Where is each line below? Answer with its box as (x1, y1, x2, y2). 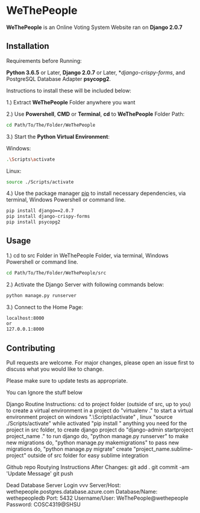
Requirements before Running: (6, 57, 83, 64)
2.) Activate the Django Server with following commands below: (6, 281, 164, 288)
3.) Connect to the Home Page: (6, 303, 83, 311)
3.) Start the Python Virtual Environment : (6, 133, 110, 140)
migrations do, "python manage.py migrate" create (6, 445, 133, 453)
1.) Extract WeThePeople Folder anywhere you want (6, 98, 136, 106)
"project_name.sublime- (133, 445, 193, 453)
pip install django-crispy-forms (6, 214, 90, 220)
